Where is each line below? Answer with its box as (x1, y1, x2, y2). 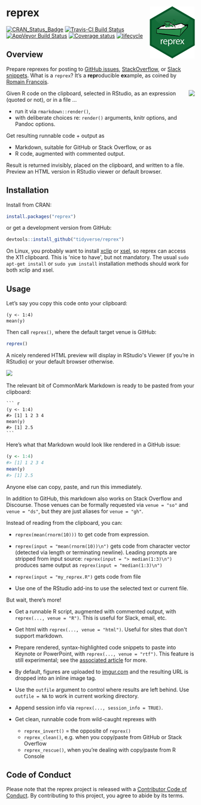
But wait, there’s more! (6, 596, 62, 603)
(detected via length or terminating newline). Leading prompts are (14, 548, 177, 556)
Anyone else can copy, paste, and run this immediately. (6, 483, 142, 490)
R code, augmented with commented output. (14, 150, 126, 157)
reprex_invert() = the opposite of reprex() (23, 727, 132, 734)
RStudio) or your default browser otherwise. (6, 358, 115, 365)
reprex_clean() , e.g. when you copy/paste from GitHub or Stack (23, 733, 182, 740)
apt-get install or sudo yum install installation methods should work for (6, 260, 189, 268)
